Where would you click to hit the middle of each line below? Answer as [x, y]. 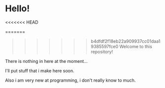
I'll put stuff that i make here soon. [40, 71]
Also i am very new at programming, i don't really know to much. [70, 80]
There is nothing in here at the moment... [46, 61]
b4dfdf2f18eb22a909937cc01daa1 [126, 41]
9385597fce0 [105, 46]
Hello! [17, 9]
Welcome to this [136, 46]
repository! [102, 52]
